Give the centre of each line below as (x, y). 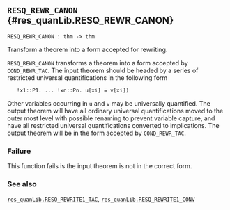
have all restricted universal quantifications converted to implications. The (113, 125)
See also (22, 184)
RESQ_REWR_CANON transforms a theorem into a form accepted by (98, 63)
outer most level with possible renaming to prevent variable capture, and (111, 118)
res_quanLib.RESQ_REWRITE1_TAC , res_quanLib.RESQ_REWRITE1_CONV (101, 199)
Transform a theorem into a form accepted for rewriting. (87, 49)
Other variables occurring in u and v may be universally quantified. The (109, 103)
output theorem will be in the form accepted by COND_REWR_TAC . (97, 133)
